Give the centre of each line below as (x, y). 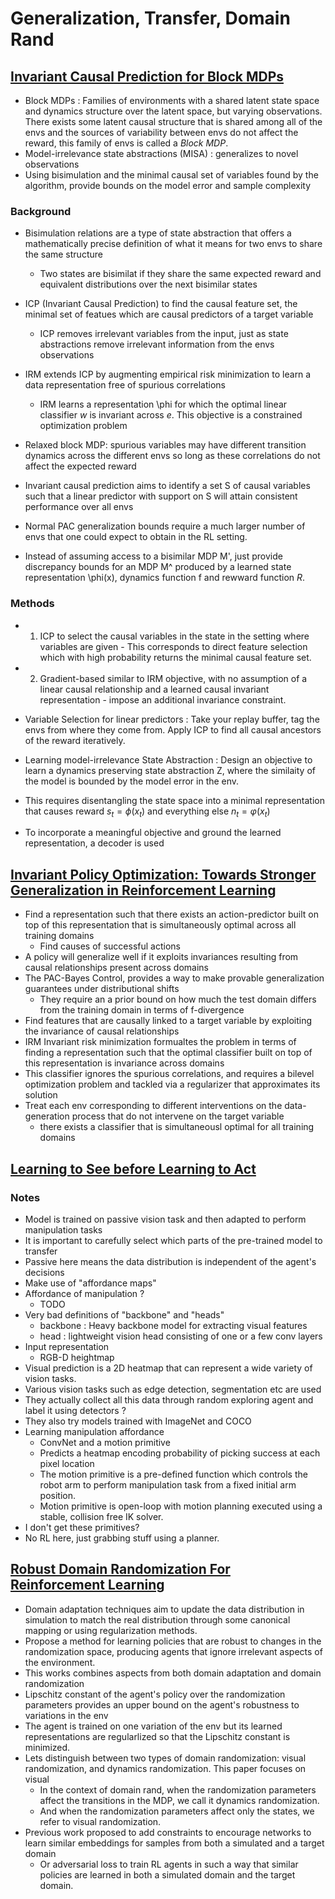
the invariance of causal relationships (102, 1031)
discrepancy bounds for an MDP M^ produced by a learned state (158, 567)
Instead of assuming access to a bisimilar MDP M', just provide (153, 556)
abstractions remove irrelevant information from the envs (157, 344)
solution (41, 1095)
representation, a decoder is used (94, 843)
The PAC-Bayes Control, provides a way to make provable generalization (174, 978)
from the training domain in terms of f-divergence (142, 1010)
